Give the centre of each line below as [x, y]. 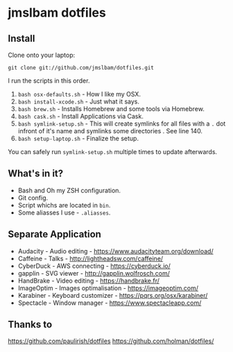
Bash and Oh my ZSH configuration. [69, 190]
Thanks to [30, 325]
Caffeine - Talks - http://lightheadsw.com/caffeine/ [90, 258]
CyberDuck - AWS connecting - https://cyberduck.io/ [94, 266]
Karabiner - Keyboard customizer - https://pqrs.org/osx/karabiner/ [113, 295]
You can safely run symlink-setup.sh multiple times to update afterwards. [113, 152]
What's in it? [36, 174]
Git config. [33, 198]
